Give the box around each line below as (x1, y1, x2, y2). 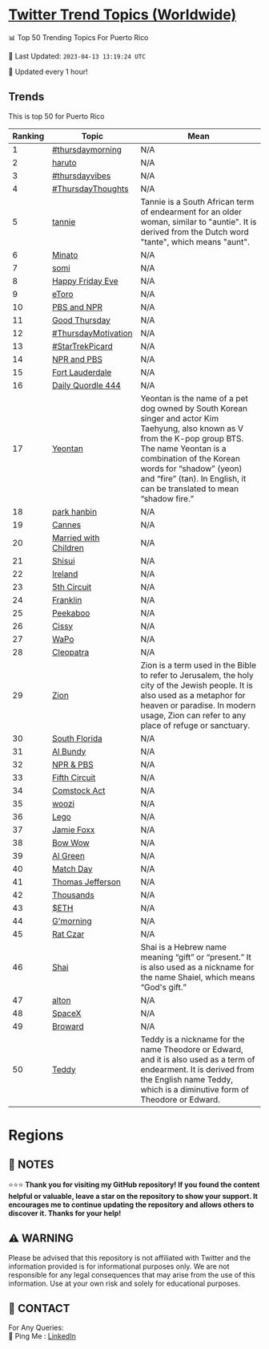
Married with (51, 532, 100, 543)
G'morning (51, 915, 92, 926)
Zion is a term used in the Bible (140, 660, 256, 671)
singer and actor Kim (140, 412, 219, 424)
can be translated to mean (140, 483, 239, 494)
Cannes (51, 519, 82, 530)
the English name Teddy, (140, 1074, 234, 1085)
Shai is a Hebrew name (140, 941, 227, 953)
